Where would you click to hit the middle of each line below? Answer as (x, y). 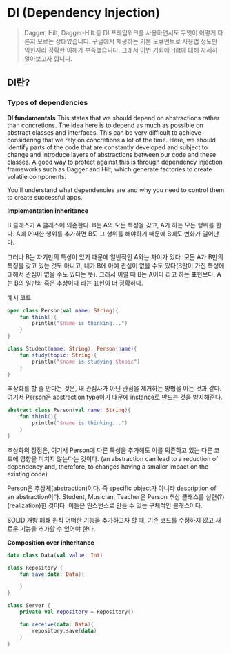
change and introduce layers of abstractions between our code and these (112, 154)
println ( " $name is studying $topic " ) (86, 362)
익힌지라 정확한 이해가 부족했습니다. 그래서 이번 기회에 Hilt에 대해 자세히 (121, 50)
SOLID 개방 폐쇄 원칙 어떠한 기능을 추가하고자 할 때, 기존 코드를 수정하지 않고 (111, 520)
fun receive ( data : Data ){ (57, 624)
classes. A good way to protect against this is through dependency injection (115, 162)
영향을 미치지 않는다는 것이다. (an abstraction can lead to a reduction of (119, 458)
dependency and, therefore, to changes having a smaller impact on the (108, 466)
